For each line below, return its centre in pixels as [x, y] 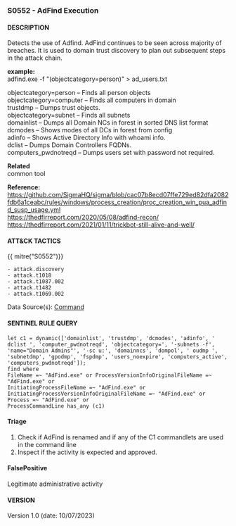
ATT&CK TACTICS [34, 241]
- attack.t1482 [29, 288]
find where [23, 369]
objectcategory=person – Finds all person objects [79, 93]
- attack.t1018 [29, 276]
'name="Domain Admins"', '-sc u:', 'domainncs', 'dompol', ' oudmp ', [113, 351]
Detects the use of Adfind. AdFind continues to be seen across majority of [115, 43]
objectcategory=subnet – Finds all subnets [69, 115]
